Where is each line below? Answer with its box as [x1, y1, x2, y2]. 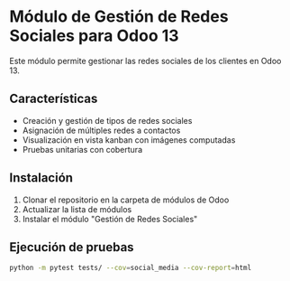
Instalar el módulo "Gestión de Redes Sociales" [22, 213, 198, 224]
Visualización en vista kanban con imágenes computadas [22, 134, 236, 145]
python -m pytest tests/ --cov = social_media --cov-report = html [9, 264, 252, 273]
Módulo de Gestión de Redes [9, 6, 229, 27]
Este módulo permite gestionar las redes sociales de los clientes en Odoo [9, 55, 282, 66]
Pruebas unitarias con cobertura [22, 144, 142, 155]
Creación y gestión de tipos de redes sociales [22, 115, 193, 126]
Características [9, 91, 98, 107]
